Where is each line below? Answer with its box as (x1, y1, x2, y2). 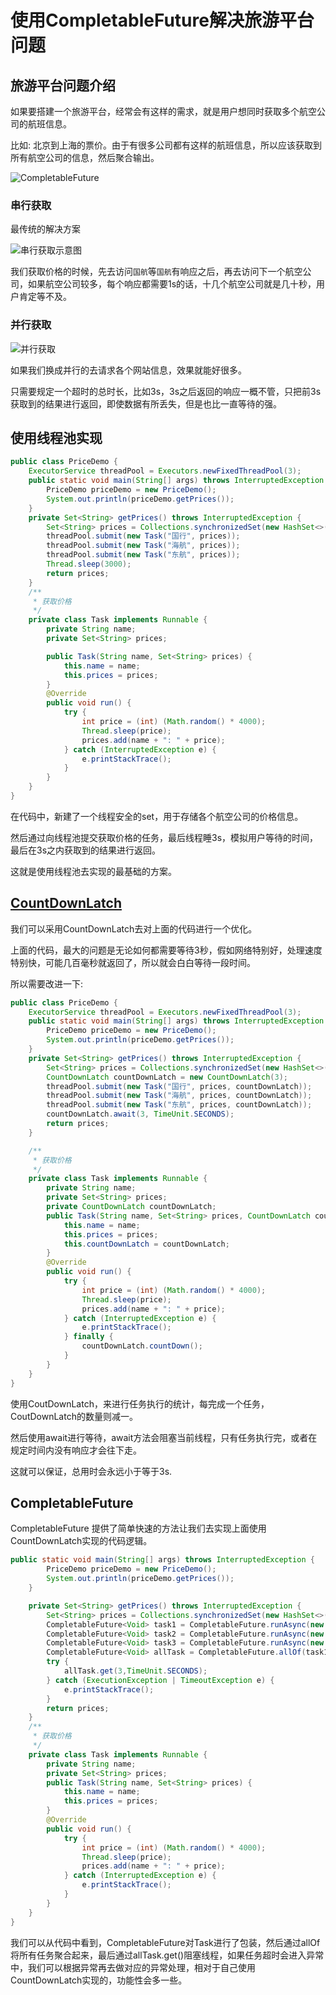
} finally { (63, 1332, 114, 1342)
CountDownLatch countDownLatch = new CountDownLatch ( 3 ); (46, 1072, 288, 1082)
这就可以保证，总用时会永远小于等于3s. (10, 1465, 173, 1477)
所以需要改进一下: (10, 977, 84, 990)
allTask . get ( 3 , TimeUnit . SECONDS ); (63, 1666, 208, 1676)
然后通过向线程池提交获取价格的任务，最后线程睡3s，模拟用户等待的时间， (10, 831, 319, 843)
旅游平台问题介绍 (10, 77, 116, 94)
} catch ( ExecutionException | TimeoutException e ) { (46, 1675, 275, 1685)
